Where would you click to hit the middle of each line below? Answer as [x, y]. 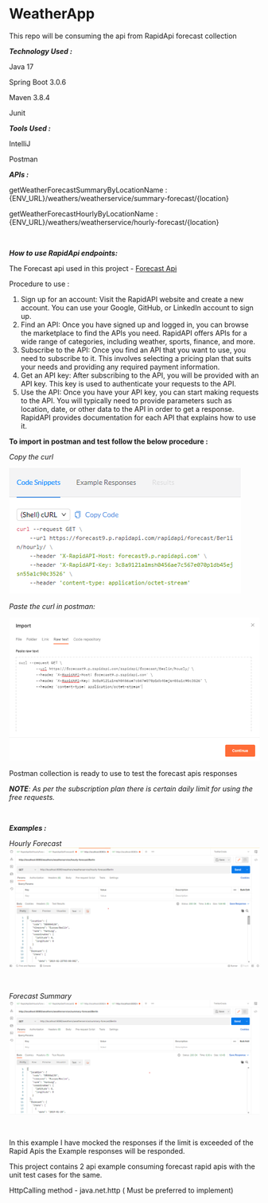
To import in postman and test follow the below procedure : [109, 441]
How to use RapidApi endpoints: [64, 253]
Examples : [28, 829]
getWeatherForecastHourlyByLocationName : [84, 213]
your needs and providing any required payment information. [120, 367]
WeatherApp [52, 14]
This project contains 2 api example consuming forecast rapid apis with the [132, 1166]
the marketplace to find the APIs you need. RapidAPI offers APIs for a [134, 333]
